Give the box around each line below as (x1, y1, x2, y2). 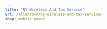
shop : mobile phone (5, 16, 45, 21)
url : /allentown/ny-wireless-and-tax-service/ (5, 12, 103, 17)
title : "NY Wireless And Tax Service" (5, 7, 85, 12)
